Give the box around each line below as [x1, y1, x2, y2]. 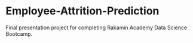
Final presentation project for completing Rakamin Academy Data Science [5, 24, 188, 31]
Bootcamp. [5, 30, 33, 37]
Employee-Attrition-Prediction [5, 4, 160, 18]
